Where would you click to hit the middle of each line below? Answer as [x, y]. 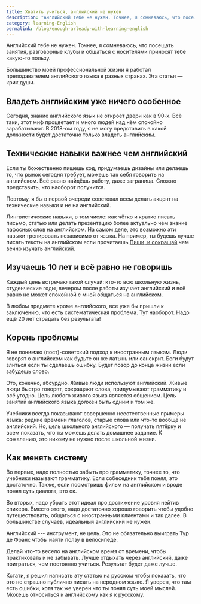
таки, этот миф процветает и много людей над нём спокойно [84, 122]
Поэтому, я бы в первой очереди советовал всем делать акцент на [92, 199]
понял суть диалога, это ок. [42, 491]
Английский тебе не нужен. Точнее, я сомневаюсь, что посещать [90, 45]
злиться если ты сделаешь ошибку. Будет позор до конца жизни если [96, 365]
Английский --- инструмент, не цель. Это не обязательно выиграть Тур [98, 533]
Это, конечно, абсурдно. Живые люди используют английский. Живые [97, 383]
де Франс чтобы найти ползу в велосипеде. [62, 540]
